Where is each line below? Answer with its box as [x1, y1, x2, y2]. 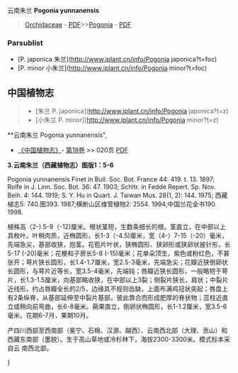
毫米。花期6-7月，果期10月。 [7, 311, 93, 320]
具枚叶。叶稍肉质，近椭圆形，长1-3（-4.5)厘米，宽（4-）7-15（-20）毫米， [7, 231, 229, 240]
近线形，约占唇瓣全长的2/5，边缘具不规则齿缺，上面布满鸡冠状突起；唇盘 [7, 284, 222, 293]
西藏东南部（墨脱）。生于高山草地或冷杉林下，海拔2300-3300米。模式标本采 [7, 335, 231, 344]
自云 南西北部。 [7, 344, 53, 352]
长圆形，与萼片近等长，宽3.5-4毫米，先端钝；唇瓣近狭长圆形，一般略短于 [7, 267, 222, 275]
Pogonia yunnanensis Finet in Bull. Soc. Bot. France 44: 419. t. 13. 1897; [7, 175, 215, 184]
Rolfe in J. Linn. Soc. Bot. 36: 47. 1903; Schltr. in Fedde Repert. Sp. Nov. [7, 183, 216, 191]
